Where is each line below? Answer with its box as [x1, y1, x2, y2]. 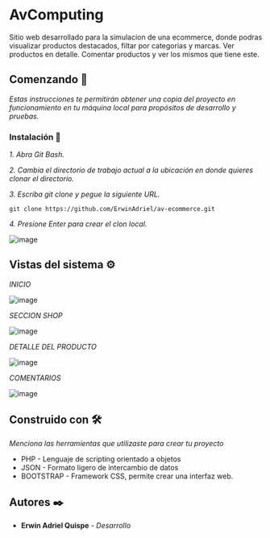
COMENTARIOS [9, 373, 61, 383]
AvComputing [9, 6, 104, 24]
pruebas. [9, 111, 39, 121]
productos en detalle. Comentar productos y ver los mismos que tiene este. [9, 49, 260, 59]
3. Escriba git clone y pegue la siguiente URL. [9, 189, 160, 199]
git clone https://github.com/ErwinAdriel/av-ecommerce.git [9, 205, 216, 213]
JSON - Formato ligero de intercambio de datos [20, 462, 179, 472]
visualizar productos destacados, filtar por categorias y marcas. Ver [9, 40, 235, 50]
